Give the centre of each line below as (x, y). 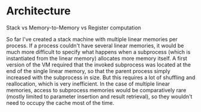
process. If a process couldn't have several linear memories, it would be (95, 46)
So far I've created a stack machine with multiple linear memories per (92, 39)
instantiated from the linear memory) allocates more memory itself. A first (97, 58)
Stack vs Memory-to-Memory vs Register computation (74, 28)
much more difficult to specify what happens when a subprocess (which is (98, 52)
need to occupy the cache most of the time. (60, 102)
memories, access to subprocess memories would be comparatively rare (96, 90)
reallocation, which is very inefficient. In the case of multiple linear (88, 84)
